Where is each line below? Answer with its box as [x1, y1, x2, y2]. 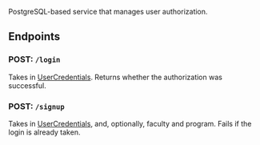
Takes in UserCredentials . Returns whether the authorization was [8, 72, 222, 82]
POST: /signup [8, 100, 66, 111]
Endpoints [8, 30, 61, 43]
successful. [8, 80, 46, 91]
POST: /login [8, 54, 61, 65]
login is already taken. [8, 127, 81, 137]
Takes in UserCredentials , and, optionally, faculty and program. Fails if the [8, 119, 252, 128]
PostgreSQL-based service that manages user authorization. [8, 7, 208, 16]
